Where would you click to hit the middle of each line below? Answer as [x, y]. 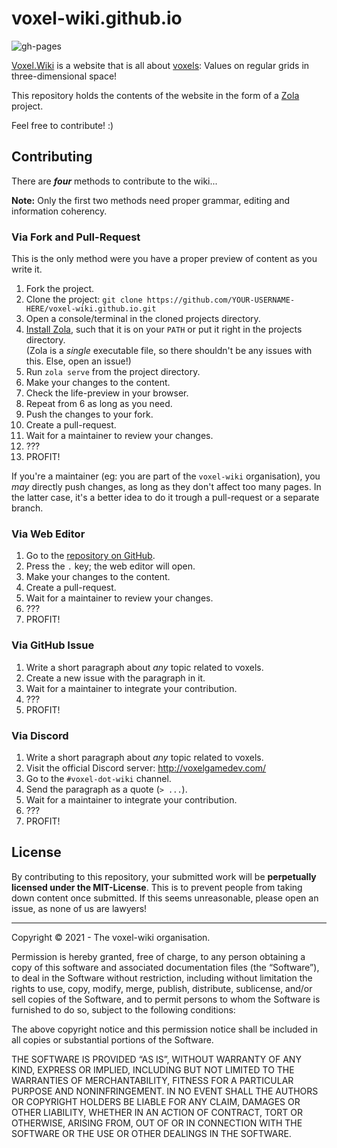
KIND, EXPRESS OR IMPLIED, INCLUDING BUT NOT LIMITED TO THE [153, 1069]
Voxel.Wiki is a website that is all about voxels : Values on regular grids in [160, 65]
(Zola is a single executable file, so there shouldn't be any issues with [169, 351]
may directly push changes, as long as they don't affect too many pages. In [166, 487]
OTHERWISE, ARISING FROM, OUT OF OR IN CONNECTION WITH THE [157, 1123]
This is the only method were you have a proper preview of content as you [164, 259]
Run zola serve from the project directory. [113, 372]
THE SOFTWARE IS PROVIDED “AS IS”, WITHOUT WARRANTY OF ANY [156, 1059]
